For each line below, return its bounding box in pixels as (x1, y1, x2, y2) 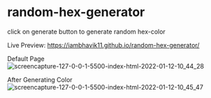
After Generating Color (7, 75, 73, 84)
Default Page (7, 54, 45, 63)
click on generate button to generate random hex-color (7, 27, 166, 36)
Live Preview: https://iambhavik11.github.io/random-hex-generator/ (7, 41, 200, 49)
